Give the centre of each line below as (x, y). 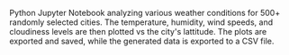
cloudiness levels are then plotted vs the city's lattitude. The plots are (138, 31)
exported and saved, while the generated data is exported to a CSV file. (142, 41)
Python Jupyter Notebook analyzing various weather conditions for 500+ (145, 13)
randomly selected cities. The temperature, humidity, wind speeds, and (141, 22)
